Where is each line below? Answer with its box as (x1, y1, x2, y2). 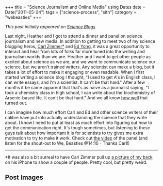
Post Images (5, 173, 44, 182)
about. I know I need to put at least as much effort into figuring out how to (5, 120, 152, 125)
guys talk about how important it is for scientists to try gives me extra (5, 130, 144, 136)
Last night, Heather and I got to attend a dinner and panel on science (5, 33, 143, 39)
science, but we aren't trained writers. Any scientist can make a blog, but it (5, 64, 155, 70)
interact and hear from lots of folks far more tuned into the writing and (5, 48, 145, 54)
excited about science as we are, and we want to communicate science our (5, 59, 156, 64)
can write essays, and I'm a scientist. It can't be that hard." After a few (5, 79, 146, 85)
